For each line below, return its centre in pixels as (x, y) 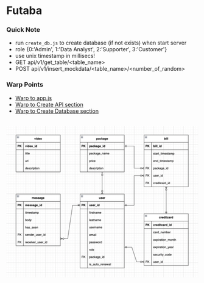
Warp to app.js (33, 98)
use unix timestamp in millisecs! (55, 56)
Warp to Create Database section (57, 111)
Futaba (24, 11)
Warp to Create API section (49, 104)
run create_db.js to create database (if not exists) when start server (101, 43)
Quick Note (23, 30)
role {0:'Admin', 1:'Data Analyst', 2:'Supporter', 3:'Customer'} (91, 49)
